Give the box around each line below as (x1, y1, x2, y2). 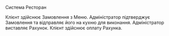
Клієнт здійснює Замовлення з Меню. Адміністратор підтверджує (5, 14, 150, 20)
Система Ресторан (5, 5, 47, 10)
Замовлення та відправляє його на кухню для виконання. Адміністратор (5, 20, 164, 25)
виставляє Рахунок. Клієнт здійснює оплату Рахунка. (5, 25, 122, 31)
